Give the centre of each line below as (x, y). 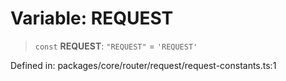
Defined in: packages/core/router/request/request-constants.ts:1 (143, 65)
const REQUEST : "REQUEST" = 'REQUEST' (116, 46)
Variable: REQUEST (92, 18)
